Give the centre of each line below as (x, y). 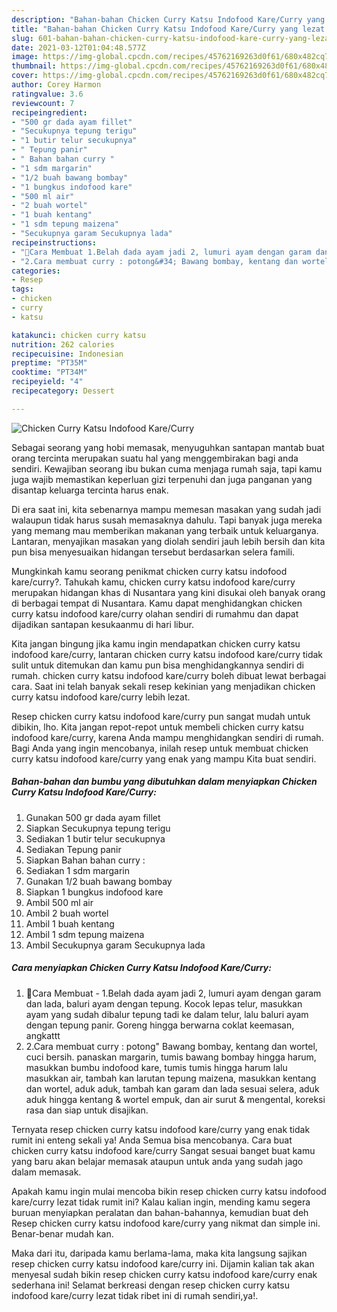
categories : (36, 271)
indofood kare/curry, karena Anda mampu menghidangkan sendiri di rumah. (167, 737)
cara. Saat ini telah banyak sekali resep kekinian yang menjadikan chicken (163, 686)
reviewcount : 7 (43, 103)
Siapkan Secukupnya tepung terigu (98, 828)
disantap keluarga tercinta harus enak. (90, 490)
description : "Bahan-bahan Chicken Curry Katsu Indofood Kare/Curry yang (168, 19)
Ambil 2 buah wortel (67, 913)
